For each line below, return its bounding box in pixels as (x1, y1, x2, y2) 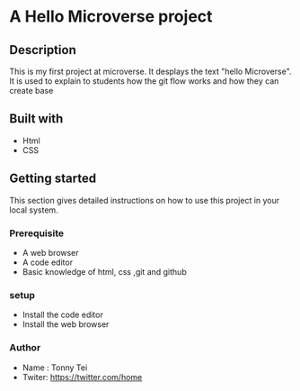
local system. (9, 205, 58, 215)
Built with (9, 111, 64, 127)
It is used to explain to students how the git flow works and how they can (9, 76, 279, 86)
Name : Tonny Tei (22, 362, 88, 373)
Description (9, 42, 76, 58)
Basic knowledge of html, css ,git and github (22, 266, 187, 277)
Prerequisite (9, 227, 65, 240)
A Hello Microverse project (9, 6, 213, 27)
